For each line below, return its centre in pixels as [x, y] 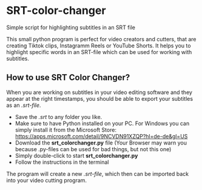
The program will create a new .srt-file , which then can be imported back [98, 174]
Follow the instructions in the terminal [62, 162]
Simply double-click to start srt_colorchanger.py [76, 155]
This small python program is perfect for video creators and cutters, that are [101, 39]
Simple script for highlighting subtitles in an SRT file [71, 27]
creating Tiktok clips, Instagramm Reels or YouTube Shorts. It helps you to [99, 46]
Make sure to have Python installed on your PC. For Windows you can [102, 123]
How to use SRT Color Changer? [68, 77]
